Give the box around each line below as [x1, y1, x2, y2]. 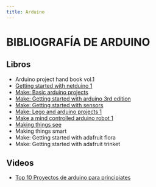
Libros [6, 59, 31, 70]
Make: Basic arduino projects [15, 88, 88, 96]
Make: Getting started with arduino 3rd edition [15, 95, 131, 102]
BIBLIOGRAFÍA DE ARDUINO [6, 35, 151, 49]
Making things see [15, 121, 62, 128]
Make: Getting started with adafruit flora [15, 133, 116, 141]
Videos [6, 158, 34, 168]
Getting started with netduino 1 [15, 82, 93, 89]
